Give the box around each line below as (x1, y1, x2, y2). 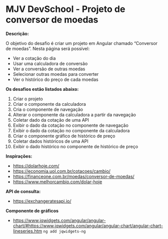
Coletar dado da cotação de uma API (12, 117, 89, 123)
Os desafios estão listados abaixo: (5, 86, 79, 92)
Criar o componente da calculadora (12, 101, 86, 107)
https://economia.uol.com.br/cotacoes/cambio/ (12, 168, 110, 174)
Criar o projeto (12, 96, 43, 102)
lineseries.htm (12, 228, 42, 234)
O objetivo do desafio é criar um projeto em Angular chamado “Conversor (5, 40, 158, 46)
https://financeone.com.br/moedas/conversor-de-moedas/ (12, 173, 134, 179)
